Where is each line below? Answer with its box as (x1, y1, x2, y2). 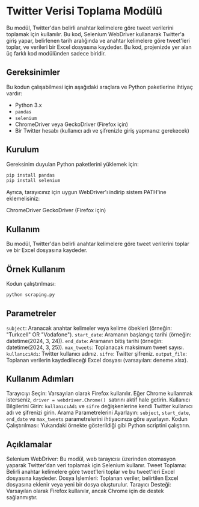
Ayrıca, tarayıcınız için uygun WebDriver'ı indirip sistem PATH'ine (6, 189, 167, 196)
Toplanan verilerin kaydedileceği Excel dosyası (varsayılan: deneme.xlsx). (6, 356, 188, 364)
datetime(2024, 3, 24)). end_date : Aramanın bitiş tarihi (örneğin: (6, 337, 164, 344)
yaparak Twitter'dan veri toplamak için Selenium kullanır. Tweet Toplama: (6, 462, 186, 469)
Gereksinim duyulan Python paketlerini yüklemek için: (6, 160, 139, 168)
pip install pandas (6, 172, 55, 178)
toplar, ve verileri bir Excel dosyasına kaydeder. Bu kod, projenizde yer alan (6, 43, 192, 51)
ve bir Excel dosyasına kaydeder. (6, 247, 88, 254)
